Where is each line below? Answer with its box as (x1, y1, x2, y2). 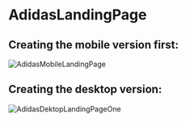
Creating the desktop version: (8, 82, 163, 96)
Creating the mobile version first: (8, 38, 180, 52)
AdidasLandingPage (8, 6, 147, 24)
